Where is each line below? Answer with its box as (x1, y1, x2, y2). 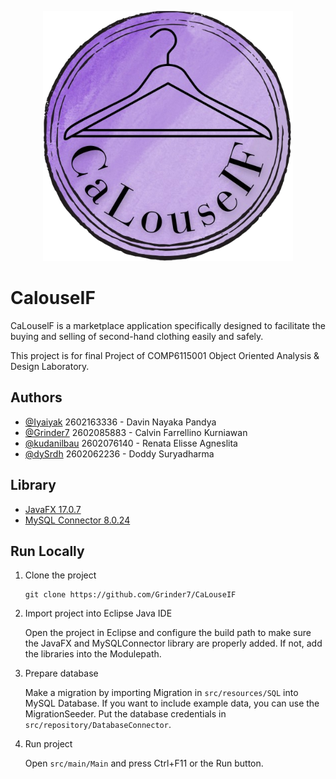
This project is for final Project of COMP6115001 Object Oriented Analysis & (10, 349, 320, 361)
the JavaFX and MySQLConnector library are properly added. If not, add (24, 637, 323, 650)
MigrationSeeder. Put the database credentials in (24, 708, 227, 720)
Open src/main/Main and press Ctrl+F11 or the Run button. (24, 757, 264, 770)
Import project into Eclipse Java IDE (24, 607, 173, 620)
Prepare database (24, 667, 99, 680)
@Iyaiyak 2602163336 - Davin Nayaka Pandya (24, 416, 217, 428)
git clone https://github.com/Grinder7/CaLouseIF (24, 590, 237, 600)
